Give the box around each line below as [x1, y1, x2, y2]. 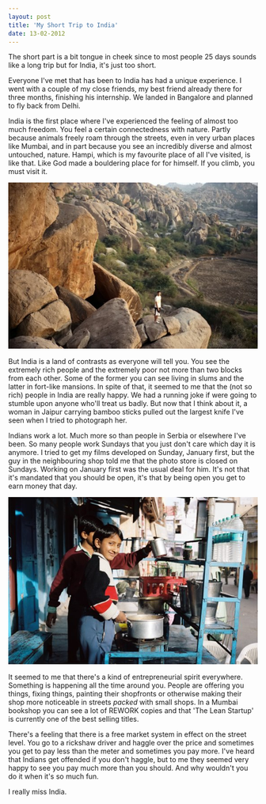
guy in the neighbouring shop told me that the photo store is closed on [8, 456, 238, 466]
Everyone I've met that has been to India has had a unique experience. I [8, 76, 242, 85]
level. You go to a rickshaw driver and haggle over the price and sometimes [8, 738, 255, 747]
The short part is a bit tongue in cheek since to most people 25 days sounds [8, 52, 257, 62]
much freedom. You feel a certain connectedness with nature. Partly [8, 125, 231, 135]
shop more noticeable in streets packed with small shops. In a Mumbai [8, 697, 238, 707]
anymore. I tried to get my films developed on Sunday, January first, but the [8, 448, 255, 457]
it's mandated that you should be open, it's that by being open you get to [8, 473, 245, 483]
